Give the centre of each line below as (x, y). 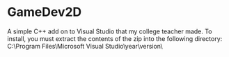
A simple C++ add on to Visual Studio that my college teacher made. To (110, 31)
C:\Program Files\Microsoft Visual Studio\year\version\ (85, 46)
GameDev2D (45, 12)
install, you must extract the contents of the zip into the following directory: (115, 38)
